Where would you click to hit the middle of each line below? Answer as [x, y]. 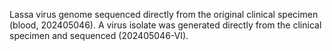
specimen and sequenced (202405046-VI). [99, 35]
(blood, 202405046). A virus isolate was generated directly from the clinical [165, 25]
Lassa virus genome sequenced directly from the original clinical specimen [164, 14]
